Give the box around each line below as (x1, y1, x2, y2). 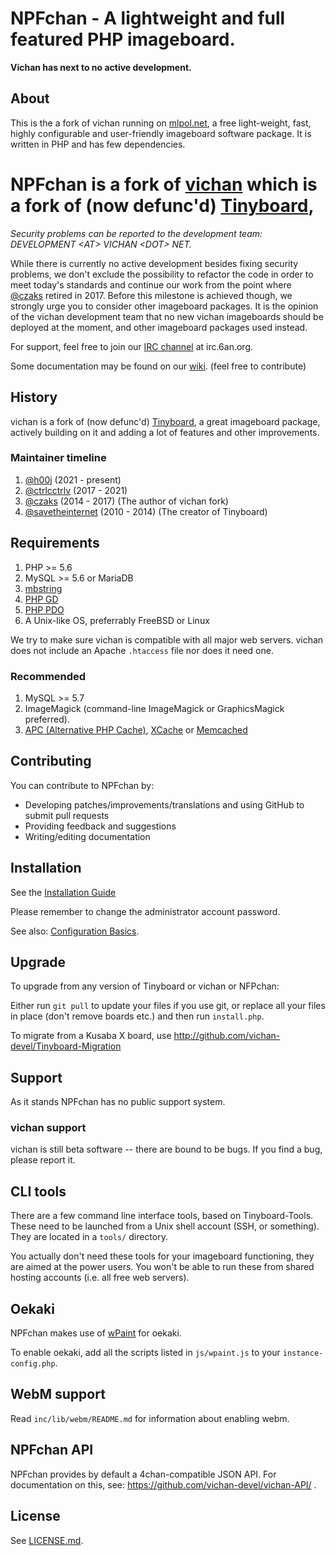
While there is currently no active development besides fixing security (10, 257, 299, 269)
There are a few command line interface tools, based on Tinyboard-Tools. (10, 1210, 314, 1222)
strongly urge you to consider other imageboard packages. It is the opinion (10, 300, 319, 312)
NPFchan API (10, 1442, 94, 1459)
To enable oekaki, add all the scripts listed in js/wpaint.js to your (10, 1347, 281, 1359)
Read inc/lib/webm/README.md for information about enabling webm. (10, 1412, 290, 1424)
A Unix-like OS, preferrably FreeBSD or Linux (24, 614, 210, 626)
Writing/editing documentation (24, 830, 151, 842)
